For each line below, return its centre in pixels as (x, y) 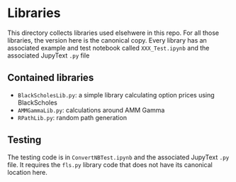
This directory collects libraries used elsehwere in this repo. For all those (113, 33)
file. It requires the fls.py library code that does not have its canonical (110, 164)
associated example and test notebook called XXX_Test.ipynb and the (108, 48)
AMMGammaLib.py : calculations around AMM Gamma (91, 110)
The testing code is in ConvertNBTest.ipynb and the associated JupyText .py (118, 157)
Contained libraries (51, 78)
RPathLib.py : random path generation (72, 117)
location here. (28, 172)
